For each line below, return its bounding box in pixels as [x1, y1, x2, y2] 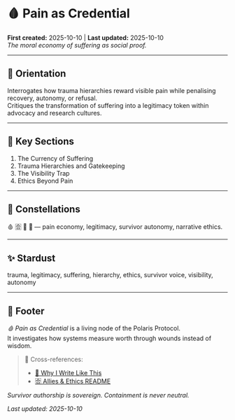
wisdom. [7, 342, 32, 350]
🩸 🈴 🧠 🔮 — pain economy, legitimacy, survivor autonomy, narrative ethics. [7, 223, 223, 231]
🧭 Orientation [7, 68, 66, 80]
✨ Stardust [7, 252, 56, 264]
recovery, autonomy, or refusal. [7, 94, 98, 102]
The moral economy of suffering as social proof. [7, 41, 147, 49]
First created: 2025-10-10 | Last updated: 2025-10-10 [7, 33, 164, 42]
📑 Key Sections [7, 136, 75, 148]
